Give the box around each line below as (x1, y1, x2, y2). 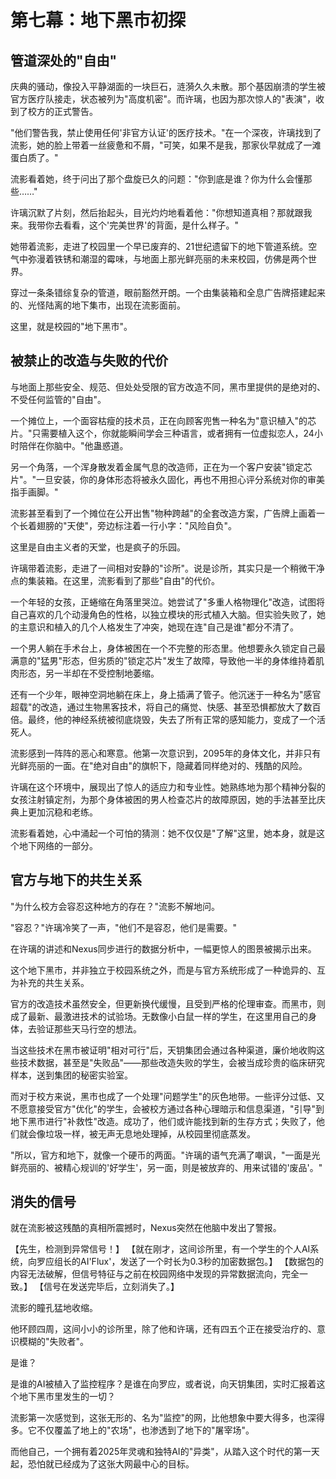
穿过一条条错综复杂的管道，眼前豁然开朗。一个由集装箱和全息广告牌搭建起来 (10, 287, 326, 298)
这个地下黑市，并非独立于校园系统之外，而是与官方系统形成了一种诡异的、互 (10, 964, 326, 976)
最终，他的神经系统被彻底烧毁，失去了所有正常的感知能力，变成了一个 (27, 713, 317, 725)
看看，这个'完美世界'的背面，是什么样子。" (62, 219, 239, 231)
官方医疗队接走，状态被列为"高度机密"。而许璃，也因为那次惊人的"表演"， (10, 93, 317, 105)
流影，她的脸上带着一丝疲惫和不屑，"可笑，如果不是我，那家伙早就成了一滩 (10, 139, 322, 151)
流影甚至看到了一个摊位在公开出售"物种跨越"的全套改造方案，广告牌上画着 (10, 507, 317, 519)
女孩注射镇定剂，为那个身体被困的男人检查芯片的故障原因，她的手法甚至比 (10, 793, 317, 805)
